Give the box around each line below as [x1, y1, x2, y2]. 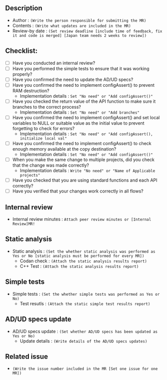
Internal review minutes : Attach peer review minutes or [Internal [12, 216, 152, 222]
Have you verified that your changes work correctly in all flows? [12, 188, 144, 194]
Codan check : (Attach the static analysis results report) [19, 258, 147, 264]
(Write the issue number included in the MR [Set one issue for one [12, 367, 158, 372]
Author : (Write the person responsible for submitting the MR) [12, 17, 147, 23]
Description [5, 4, 42, 12]
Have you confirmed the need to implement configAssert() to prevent [12, 82, 155, 88]
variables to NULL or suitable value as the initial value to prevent [12, 120, 145, 126]
